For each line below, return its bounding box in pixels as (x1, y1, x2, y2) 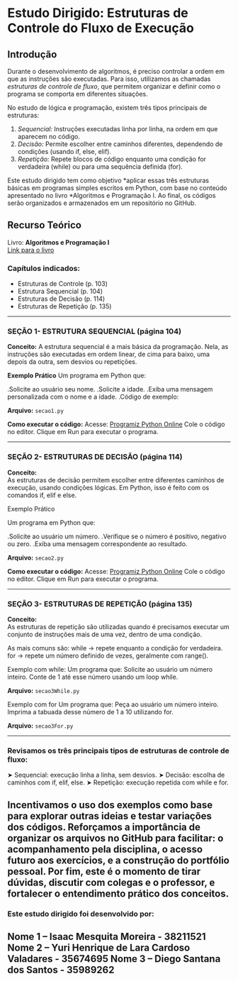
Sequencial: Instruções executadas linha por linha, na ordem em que (17, 125, 218, 133)
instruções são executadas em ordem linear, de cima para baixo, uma (7, 350, 210, 359)
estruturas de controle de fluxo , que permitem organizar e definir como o (7, 82, 221, 90)
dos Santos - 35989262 (7, 964, 115, 976)
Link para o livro (7, 245, 55, 254)
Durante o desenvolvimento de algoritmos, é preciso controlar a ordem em (7, 67, 225, 75)
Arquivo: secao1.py (7, 406, 64, 415)
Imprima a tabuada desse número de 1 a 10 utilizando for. (7, 708, 174, 716)
